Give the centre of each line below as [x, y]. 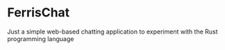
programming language [41, 38]
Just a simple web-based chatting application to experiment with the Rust [112, 32]
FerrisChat [39, 13]
